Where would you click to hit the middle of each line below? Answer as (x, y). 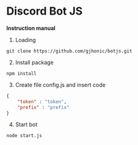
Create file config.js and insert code (60, 85)
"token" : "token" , (42, 102)
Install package (34, 62)
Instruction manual (31, 28)
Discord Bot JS (45, 11)
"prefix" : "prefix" (43, 107)
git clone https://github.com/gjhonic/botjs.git (69, 51)
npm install (21, 73)
